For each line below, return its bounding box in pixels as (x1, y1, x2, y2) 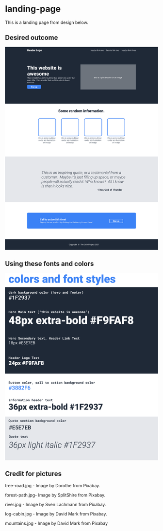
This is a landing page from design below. (5, 19, 88, 25)
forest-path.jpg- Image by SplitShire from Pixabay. (5, 492, 106, 498)
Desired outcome (5, 34, 58, 42)
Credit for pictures (5, 470, 62, 478)
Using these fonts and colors (5, 259, 94, 268)
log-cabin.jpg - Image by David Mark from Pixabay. (5, 511, 108, 516)
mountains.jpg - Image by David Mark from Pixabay (5, 520, 108, 526)
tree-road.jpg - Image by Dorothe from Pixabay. (5, 482, 100, 488)
